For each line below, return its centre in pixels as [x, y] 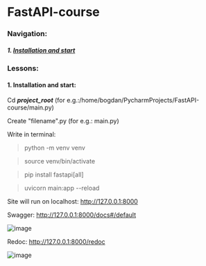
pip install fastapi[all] [54, 175]
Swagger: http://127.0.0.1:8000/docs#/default [72, 215]
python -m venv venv [54, 148]
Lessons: [23, 69]
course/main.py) [31, 107]
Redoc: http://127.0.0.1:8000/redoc [56, 242]
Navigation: [27, 34]
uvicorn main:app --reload [62, 188]
